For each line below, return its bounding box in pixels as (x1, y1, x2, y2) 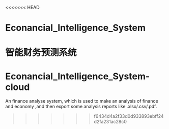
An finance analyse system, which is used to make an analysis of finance (5, 98, 159, 104)
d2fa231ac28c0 (94, 119, 127, 125)
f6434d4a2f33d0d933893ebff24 (94, 113, 164, 119)
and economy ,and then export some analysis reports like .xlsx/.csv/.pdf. (5, 104, 157, 110)
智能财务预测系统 (5, 47, 77, 58)
